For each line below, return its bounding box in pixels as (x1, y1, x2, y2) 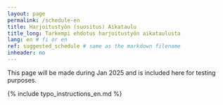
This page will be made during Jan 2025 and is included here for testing (7, 68, 216, 77)
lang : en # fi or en (7, 36, 68, 43)
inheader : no (7, 50, 46, 57)
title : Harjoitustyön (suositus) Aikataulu (7, 23, 137, 30)
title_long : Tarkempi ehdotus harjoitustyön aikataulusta (7, 29, 181, 37)
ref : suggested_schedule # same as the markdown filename (7, 43, 181, 50)
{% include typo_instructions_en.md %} (7, 89, 122, 98)
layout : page (7, 10, 46, 17)
